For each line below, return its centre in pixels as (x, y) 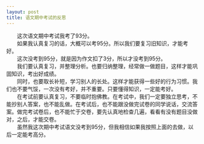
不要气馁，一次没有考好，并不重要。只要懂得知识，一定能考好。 (97, 89)
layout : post (23, 12)
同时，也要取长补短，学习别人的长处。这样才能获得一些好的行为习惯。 (104, 81)
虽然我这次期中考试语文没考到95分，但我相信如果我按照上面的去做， (102, 127)
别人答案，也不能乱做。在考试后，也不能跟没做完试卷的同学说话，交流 (104, 104)
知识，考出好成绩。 (35, 74)
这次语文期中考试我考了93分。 (55, 36)
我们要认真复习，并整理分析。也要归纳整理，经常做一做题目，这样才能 (104, 66)
